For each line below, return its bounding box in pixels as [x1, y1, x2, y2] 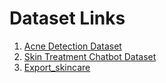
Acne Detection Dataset [23, 40, 122, 52]
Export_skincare [23, 61, 91, 73]
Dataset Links [9, 7, 126, 30]
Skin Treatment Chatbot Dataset [23, 50, 157, 62]
